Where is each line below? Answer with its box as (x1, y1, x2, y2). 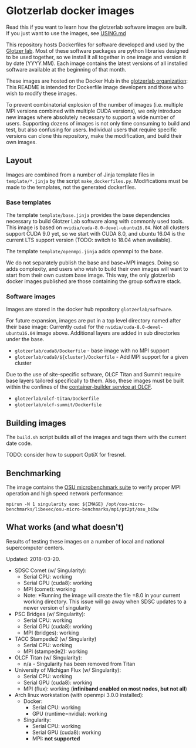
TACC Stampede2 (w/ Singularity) (14, 635, 97, 642)
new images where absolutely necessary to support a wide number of (6, 113, 175, 121)
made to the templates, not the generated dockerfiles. (6, 183, 137, 191)
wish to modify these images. (6, 90, 77, 97)
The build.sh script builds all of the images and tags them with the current (6, 434, 187, 441)
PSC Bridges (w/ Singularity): (14, 610, 86, 617)
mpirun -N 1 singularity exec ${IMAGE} (6, 501, 104, 507)
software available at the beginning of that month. (6, 66, 127, 73)
